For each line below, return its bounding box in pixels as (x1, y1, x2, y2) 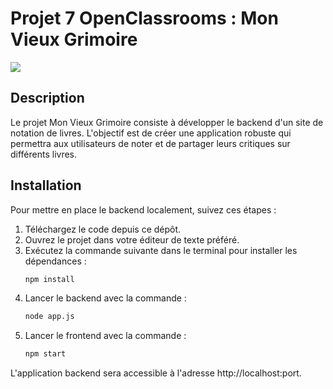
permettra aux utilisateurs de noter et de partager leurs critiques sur (10, 137, 291, 149)
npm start (24, 349, 67, 359)
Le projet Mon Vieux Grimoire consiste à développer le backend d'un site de (10, 116, 324, 128)
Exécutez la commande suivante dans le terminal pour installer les (24, 244, 298, 256)
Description (10, 90, 85, 107)
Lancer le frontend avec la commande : (24, 330, 187, 342)
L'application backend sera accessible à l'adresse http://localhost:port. (10, 367, 302, 379)
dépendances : (24, 255, 87, 267)
